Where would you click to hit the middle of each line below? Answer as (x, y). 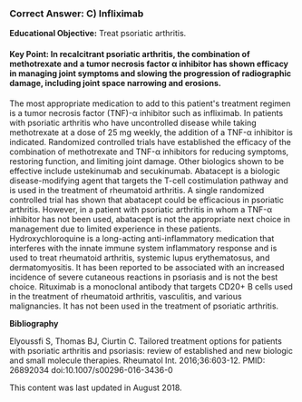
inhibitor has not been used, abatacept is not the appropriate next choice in (150, 219)
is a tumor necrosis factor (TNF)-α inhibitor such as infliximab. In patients (146, 113)
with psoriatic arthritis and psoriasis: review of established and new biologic (151, 350)
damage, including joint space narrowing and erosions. (116, 83)
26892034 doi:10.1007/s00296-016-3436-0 (92, 369)
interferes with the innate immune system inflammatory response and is (143, 248)
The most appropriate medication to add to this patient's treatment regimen (150, 103)
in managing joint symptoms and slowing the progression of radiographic (151, 73)
